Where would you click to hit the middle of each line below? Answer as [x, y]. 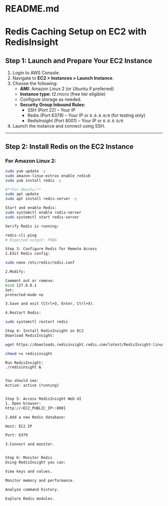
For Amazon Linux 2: [31, 161]
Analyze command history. [32, 489]
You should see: [22, 381]
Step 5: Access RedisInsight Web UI [43, 399]
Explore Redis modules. [30, 498]
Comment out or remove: [30, 281]
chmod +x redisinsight [29, 354]
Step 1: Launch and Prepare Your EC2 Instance [79, 61]
